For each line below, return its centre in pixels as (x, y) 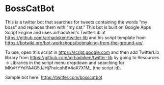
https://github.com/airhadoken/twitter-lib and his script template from (75, 38)
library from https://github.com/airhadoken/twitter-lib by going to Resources (82, 57)
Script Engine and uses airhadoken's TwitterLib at (55, 32)
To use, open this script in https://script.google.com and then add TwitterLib (82, 52)
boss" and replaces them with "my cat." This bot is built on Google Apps (78, 27)
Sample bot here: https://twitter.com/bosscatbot (54, 77)
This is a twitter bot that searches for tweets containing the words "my (76, 22)
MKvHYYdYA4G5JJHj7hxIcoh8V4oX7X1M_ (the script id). (63, 68)
